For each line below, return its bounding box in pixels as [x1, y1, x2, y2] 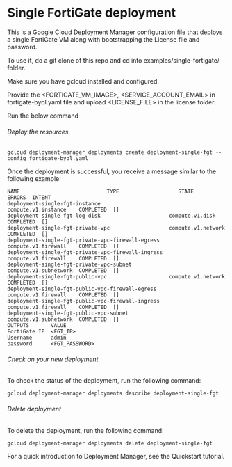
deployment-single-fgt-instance [7, 200, 101, 207]
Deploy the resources [7, 127, 69, 136]
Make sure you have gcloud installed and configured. [7, 77, 160, 85]
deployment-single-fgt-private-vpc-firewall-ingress [7, 249, 163, 256]
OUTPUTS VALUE [7, 322, 67, 329]
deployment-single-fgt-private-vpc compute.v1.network [7, 225, 226, 232]
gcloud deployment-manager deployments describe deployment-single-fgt [7, 390, 219, 397]
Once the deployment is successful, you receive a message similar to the [7, 167, 217, 175]
